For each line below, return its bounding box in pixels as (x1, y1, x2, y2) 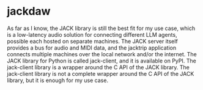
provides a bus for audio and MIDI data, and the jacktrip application (7, 44, 177, 51)
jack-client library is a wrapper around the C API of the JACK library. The (7, 63, 190, 71)
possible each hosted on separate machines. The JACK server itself (7, 37, 178, 45)
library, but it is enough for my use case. (7, 77, 109, 84)
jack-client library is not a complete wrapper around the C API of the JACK (7, 70, 194, 77)
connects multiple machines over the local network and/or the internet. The (7, 50, 197, 58)
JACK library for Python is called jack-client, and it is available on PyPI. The (7, 57, 196, 64)
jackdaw (7, 4, 51, 18)
